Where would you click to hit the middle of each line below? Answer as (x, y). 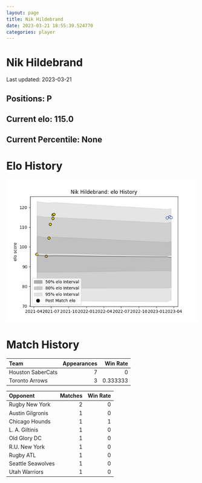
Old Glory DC (25, 438)
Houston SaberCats (33, 372)
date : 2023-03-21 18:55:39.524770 (50, 25)
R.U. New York (27, 447)
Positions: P (29, 98)
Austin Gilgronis (28, 413)
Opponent (22, 396)
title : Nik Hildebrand (35, 19)
